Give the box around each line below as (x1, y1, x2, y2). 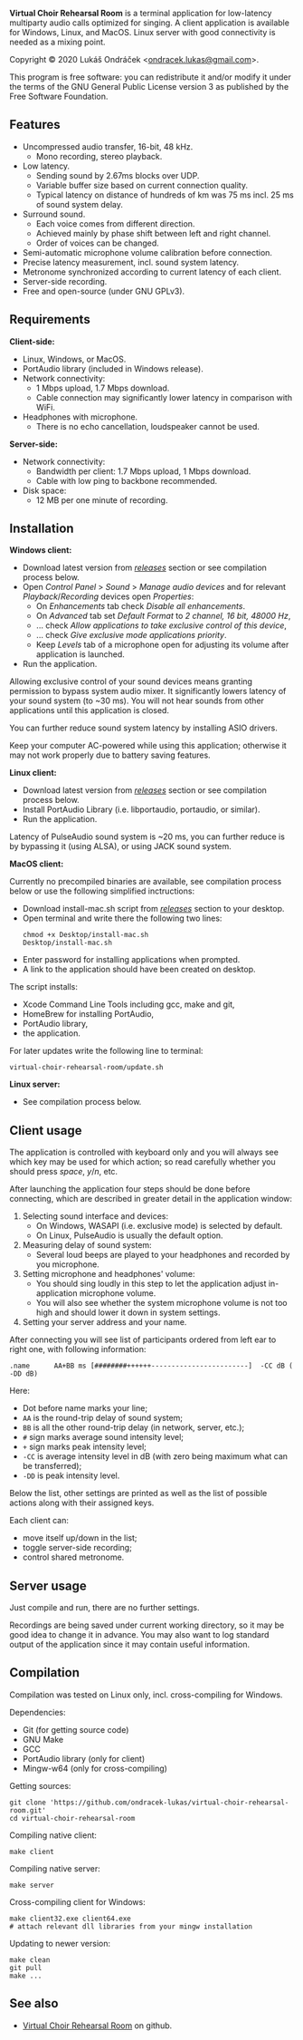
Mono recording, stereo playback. (35, 150, 163, 161)
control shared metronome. (22, 1552, 125, 1562)
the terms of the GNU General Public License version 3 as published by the (9, 82, 289, 92)
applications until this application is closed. (9, 705, 170, 716)
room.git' (9, 1805, 47, 1815)
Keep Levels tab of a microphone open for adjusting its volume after (35, 639, 289, 651)
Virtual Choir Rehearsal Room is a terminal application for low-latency (9, 8, 272, 18)
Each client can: (9, 1515, 70, 1526)
